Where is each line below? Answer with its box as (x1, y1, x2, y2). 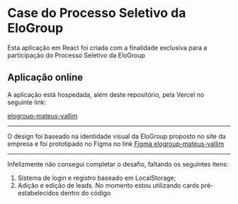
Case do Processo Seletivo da (7, 5, 186, 21)
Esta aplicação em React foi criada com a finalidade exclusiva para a (7, 43, 208, 52)
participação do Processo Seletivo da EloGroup (7, 51, 145, 59)
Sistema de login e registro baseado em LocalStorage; (17, 174, 176, 182)
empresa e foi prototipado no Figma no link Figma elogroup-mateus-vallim (7, 140, 225, 148)
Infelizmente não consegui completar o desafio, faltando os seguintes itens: (7, 159, 229, 168)
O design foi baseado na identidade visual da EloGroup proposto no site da (7, 132, 226, 140)
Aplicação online (7, 72, 84, 84)
